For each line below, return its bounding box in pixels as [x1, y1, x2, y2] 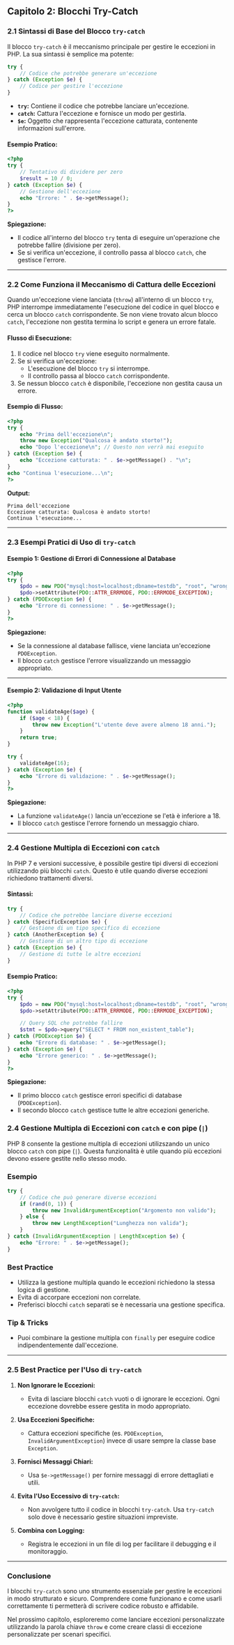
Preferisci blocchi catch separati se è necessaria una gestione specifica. [17, 1300, 226, 1309]
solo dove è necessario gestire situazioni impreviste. [27, 1512, 179, 1521]
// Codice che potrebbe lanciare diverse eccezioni [19, 912, 173, 919]
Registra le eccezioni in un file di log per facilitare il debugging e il [27, 1540, 217, 1548]
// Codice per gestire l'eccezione [19, 83, 123, 90]
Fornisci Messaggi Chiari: [17, 1457, 93, 1466]
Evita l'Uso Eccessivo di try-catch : [17, 1492, 120, 1500]
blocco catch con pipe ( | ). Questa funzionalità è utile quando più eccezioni [7, 1147, 221, 1155]
